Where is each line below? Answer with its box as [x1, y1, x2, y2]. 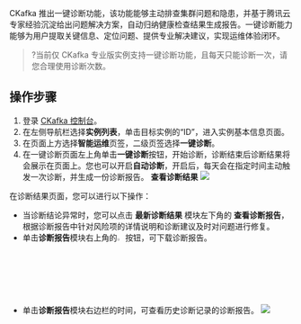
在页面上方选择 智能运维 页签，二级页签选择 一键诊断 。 [22, 138, 220, 148]
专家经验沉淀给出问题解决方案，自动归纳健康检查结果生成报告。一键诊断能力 [9, 19, 293, 30]
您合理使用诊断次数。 [31, 61, 111, 71]
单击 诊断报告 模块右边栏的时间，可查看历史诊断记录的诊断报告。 [22, 304, 259, 315]
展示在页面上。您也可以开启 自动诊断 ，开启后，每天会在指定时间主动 [30, 160, 283, 171]
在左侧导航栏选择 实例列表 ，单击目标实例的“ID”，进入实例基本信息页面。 [22, 126, 289, 137]
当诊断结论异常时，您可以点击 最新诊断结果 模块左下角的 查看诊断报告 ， [22, 210, 289, 220]
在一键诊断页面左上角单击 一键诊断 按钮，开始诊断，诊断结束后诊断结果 [22, 148, 283, 159]
